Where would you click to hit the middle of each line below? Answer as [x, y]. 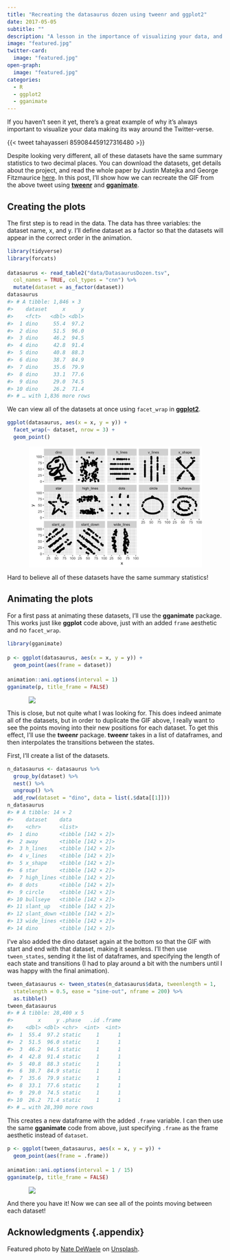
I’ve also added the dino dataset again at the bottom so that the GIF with [109, 941]
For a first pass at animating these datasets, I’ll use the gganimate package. [115, 616]
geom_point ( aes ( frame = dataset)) [62, 665]
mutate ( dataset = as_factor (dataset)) [69, 288]
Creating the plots [46, 206]
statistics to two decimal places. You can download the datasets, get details [114, 163]
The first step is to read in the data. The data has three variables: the [104, 223]
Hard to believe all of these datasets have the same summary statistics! [108, 577]
